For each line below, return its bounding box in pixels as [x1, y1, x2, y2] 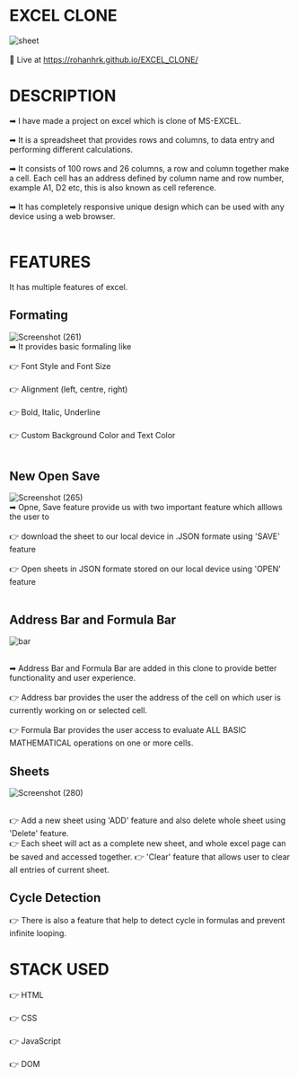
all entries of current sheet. [9, 864, 110, 876]
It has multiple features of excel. [9, 281, 128, 292]
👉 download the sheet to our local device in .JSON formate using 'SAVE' [9, 531, 280, 542]
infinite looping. [9, 927, 67, 939]
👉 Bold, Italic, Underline [9, 406, 101, 418]
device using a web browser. [9, 210, 116, 221]
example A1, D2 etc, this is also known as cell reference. [9, 181, 217, 193]
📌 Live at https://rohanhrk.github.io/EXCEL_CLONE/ [9, 54, 199, 65]
